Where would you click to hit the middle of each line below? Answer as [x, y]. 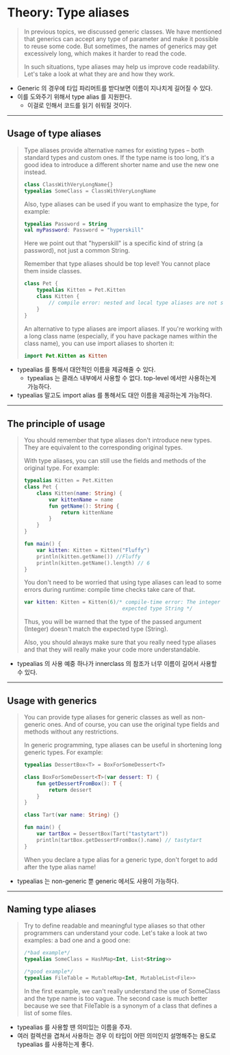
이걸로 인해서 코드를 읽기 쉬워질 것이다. [79, 105]
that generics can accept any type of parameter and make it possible [121, 38]
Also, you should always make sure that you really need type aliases [120, 643]
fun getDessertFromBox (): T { [79, 783]
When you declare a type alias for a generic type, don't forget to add [120, 859]
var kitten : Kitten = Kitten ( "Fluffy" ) [93, 550]
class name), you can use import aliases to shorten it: [99, 343]
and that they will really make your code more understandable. [112, 649]
